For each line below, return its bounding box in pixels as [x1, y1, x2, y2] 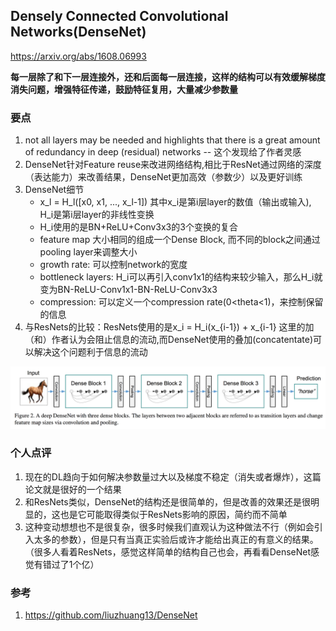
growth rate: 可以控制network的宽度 [39, 259, 188, 271]
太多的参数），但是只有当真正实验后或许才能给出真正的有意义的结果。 [33, 533, 319, 545]
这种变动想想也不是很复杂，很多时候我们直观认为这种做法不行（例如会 [24, 520, 315, 533]
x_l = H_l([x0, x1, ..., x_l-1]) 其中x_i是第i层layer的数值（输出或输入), [39, 196, 312, 208]
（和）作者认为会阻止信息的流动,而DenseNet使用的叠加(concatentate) [24, 334, 314, 346]
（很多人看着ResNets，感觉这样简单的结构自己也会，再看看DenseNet [24, 545, 312, 558]
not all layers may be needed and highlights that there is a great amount [24, 134, 321, 146]
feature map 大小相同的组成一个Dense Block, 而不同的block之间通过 [39, 234, 321, 246]
